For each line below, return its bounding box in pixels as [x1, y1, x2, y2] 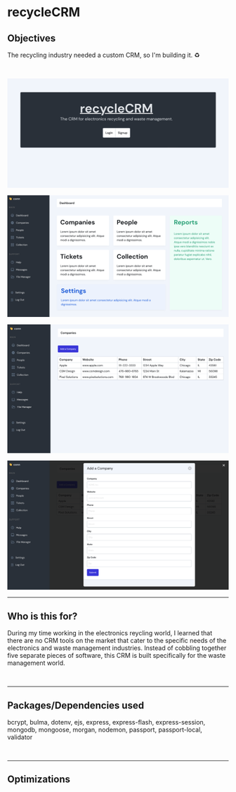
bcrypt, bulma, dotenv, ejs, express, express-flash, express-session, [7, 718, 206, 726]
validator [7, 732, 33, 741]
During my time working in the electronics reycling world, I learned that [7, 629, 213, 637]
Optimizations [7, 774, 70, 786]
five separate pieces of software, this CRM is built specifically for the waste [7, 651, 226, 660]
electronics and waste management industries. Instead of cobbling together [7, 644, 227, 652]
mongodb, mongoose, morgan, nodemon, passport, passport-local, [7, 725, 202, 734]
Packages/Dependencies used [7, 699, 145, 711]
